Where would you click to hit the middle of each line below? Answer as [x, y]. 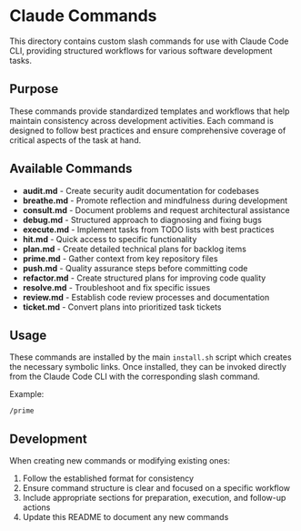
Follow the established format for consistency [108, 478]
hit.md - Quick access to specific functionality [110, 239]
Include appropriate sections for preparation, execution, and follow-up [154, 498]
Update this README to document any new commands [125, 517]
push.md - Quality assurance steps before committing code [135, 268]
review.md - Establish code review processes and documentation [146, 297]
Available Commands [71, 169]
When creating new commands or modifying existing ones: [120, 461]
